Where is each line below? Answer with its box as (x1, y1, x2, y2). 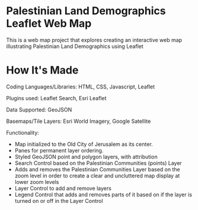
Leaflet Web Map (6, 17, 92, 30)
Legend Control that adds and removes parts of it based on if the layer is (14, 191, 193, 198)
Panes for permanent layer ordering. (14, 147, 104, 154)
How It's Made (6, 63, 79, 77)
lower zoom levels (14, 178, 59, 185)
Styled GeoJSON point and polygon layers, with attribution (14, 153, 158, 160)
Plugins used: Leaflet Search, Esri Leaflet (6, 94, 107, 101)
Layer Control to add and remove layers (14, 184, 111, 192)
